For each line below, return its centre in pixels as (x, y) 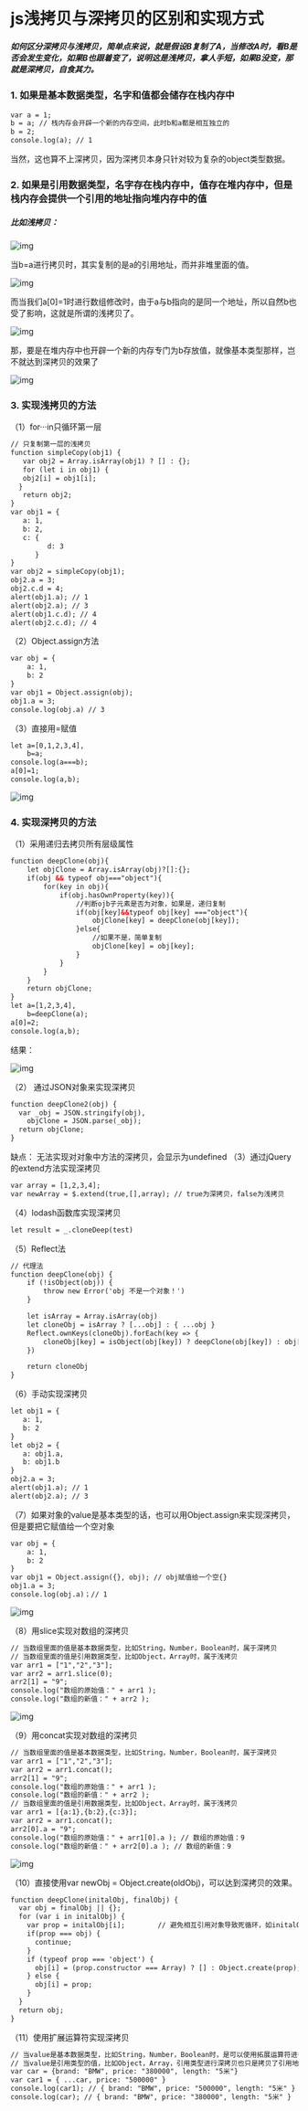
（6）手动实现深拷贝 (49, 1394)
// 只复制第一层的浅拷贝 (51, 444)
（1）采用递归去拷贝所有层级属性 (72, 844)
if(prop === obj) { (64, 1934)
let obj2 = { (35, 1445)
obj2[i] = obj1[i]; (59, 478)
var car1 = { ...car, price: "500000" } (89, 2080)
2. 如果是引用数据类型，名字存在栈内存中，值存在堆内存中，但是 (152, 185)
